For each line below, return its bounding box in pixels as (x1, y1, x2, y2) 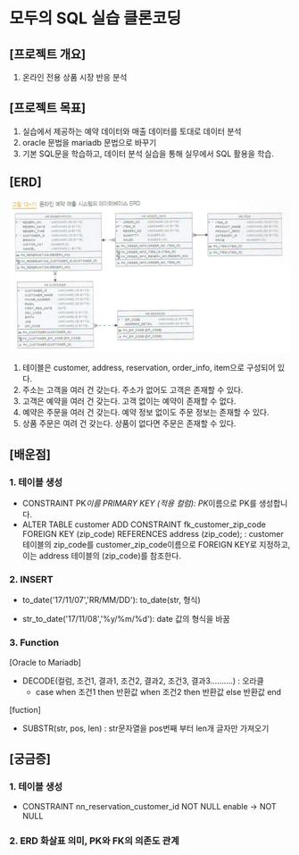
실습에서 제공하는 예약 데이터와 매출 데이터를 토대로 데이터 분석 (21, 126, 242, 137)
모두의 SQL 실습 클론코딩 (9, 8, 181, 29)
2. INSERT (9, 573, 54, 585)
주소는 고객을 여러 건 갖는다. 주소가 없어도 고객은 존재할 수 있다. (21, 385, 244, 396)
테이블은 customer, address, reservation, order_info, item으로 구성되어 (21, 363, 276, 373)
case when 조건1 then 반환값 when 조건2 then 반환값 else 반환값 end (35, 686, 282, 697)
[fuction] (9, 704, 42, 715)
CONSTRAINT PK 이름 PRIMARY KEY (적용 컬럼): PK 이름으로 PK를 (21, 498, 257, 508)
